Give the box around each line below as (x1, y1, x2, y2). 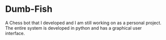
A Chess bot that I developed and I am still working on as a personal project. (5, 20, 162, 26)
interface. (5, 30, 25, 36)
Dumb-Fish (5, 3, 53, 15)
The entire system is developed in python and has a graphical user (5, 25, 142, 31)
